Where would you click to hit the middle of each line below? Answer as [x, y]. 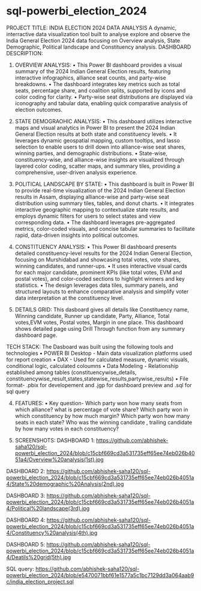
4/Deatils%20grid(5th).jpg [39, 557]
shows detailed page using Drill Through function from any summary [100, 328]
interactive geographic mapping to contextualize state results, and [97, 209]
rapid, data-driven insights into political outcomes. [77, 235]
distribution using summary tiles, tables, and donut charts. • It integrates [104, 203]
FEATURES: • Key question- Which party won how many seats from [98, 403]
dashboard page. [36, 335]
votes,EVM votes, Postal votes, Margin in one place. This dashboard [99, 322]
